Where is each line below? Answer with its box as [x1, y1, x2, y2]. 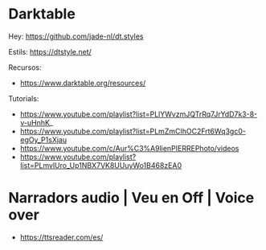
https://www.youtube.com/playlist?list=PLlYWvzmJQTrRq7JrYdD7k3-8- [19, 109, 258, 119]
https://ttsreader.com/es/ [19, 232, 104, 242]
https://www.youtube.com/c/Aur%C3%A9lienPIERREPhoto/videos [19, 143, 239, 153]
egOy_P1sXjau [19, 134, 67, 145]
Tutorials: [8, 93, 39, 103]
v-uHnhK [19, 117, 51, 127]
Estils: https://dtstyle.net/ [8, 47, 92, 56]
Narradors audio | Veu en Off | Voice [8, 189, 255, 207]
